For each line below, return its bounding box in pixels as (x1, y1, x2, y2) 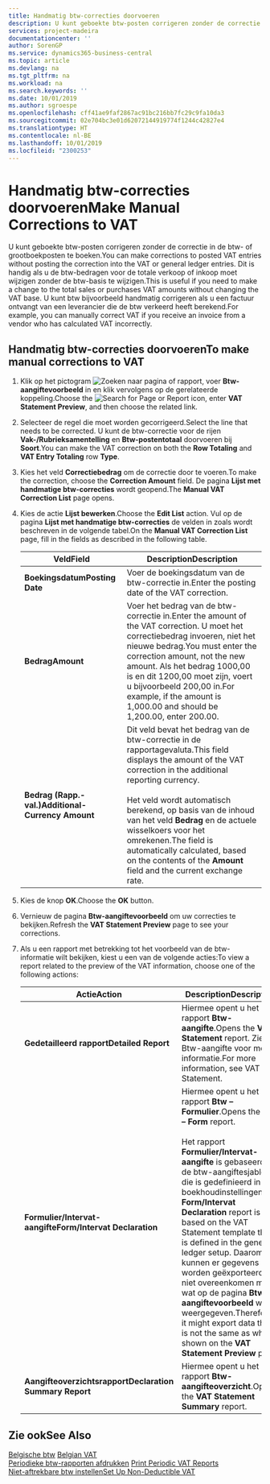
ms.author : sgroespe (8, 101, 78, 110)
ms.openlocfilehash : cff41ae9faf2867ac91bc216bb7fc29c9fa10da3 (8, 110, 225, 118)
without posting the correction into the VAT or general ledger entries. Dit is (8, 259, 255, 269)
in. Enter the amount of (162, 610, 247, 622)
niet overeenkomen (181, 1277, 255, 1288)
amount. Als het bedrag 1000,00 (126, 661, 251, 672)
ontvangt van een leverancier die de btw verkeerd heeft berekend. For (8, 302, 239, 312)
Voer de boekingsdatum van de (126, 567, 245, 578)
